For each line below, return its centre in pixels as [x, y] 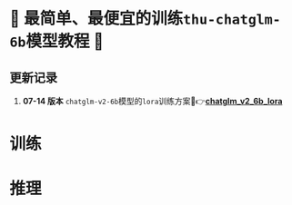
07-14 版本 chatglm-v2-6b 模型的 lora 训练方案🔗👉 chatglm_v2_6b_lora [152, 101]
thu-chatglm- [232, 20]
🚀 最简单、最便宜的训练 [96, 19]
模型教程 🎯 [65, 41]
